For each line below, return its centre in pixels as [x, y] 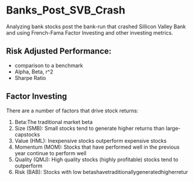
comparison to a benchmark [49, 65]
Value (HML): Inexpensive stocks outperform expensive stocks [91, 140]
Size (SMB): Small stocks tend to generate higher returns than [89, 128]
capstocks [27, 134]
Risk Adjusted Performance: [59, 51]
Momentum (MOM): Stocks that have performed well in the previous [97, 147]
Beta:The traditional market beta [53, 122]
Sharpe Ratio [30, 78]
